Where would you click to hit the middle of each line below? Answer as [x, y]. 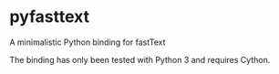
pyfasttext [49, 17]
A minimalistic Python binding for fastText [88, 42]
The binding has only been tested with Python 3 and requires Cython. [140, 59]
